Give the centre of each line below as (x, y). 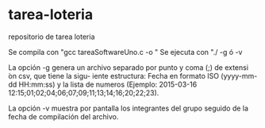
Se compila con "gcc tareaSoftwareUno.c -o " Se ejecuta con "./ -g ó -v (125, 52)
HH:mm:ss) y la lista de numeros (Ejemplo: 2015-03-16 (108, 84)
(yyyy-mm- (239, 76)
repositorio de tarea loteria (52, 37)
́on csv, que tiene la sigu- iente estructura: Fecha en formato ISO (114, 76)
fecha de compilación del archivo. (63, 116)
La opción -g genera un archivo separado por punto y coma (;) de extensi (128, 67)
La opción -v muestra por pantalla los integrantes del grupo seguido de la (128, 108)
